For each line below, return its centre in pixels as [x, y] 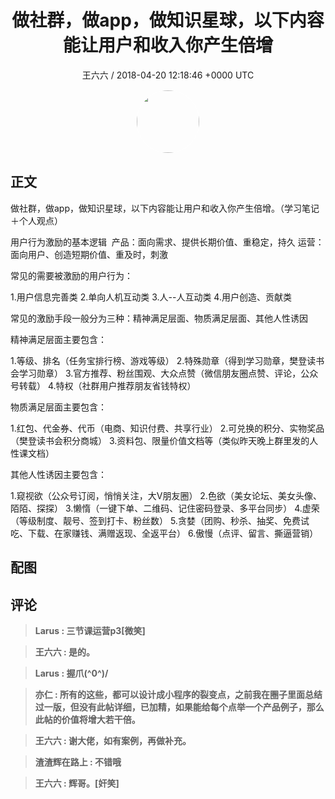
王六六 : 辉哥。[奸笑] [77, 783]
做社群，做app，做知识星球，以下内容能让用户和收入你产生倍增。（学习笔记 [165, 208]
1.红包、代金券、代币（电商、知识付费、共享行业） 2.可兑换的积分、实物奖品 [167, 428]
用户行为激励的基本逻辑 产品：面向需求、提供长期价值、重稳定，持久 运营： [167, 242]
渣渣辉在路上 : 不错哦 [78, 762]
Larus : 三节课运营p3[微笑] [90, 630]
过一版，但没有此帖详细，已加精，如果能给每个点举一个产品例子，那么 [179, 707]
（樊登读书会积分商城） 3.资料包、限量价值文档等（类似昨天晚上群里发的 [160, 440]
